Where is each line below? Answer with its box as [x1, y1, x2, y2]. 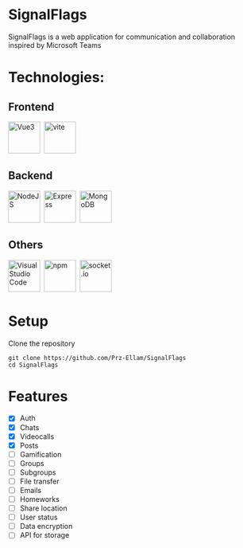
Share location [19, 503, 67, 513]
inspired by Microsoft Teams [8, 40, 102, 49]
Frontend [8, 100, 55, 113]
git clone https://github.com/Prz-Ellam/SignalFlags [8, 354, 187, 362]
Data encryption [19, 522, 73, 531]
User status [19, 512, 58, 523]
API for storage [19, 530, 70, 540]
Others [8, 238, 44, 252]
